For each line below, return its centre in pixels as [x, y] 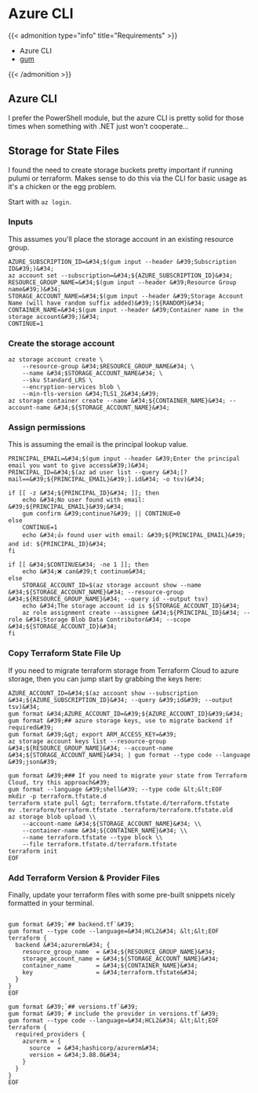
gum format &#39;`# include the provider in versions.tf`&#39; [114, 1014]
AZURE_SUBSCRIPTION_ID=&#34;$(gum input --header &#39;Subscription [122, 261]
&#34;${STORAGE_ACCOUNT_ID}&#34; [63, 627]
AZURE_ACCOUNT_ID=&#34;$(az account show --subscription [103, 693]
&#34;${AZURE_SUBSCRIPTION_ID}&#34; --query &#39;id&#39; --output [121, 700]
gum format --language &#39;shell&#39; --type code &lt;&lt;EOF [115, 789]
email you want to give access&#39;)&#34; [78, 466]
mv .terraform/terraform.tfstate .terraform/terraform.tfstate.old [121, 810]
